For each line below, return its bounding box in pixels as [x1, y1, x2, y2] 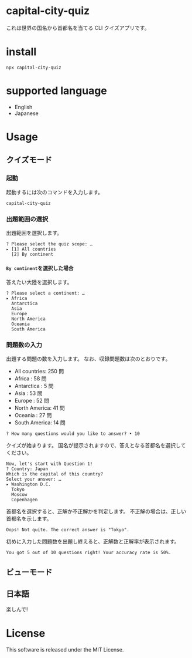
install [6, 45, 37, 59]
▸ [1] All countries [6, 246, 57, 252]
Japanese [14, 110, 39, 117]
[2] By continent [11, 251, 54, 257]
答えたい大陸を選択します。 [6, 279, 73, 286]
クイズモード [6, 155, 53, 165]
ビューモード [6, 567, 53, 577]
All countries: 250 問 [14, 368, 64, 375]
